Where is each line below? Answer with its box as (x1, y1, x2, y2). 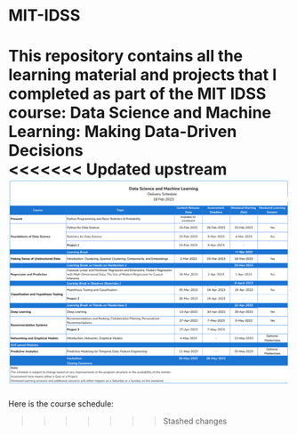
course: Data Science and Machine (8, 103, 272, 123)
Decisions (8, 141, 84, 161)
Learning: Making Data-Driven (8, 122, 237, 142)
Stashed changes (163, 415, 228, 426)
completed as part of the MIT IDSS (8, 84, 267, 104)
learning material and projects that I (8, 65, 277, 85)
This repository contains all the (8, 46, 244, 67)
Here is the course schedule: (8, 398, 115, 409)
